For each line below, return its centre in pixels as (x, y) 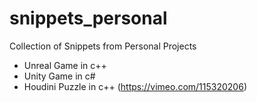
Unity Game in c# (59, 76)
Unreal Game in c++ (65, 65)
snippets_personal (88, 18)
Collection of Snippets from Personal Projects (103, 46)
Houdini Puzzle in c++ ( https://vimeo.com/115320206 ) (135, 86)
